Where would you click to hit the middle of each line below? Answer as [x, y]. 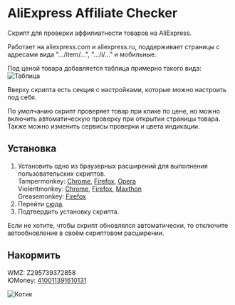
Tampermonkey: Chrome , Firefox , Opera [77, 181]
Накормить [34, 255]
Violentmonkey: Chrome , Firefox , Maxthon [80, 189]
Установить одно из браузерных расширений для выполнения [113, 166]
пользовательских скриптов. [62, 174]
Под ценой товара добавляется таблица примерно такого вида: [104, 68]
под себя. [22, 97]
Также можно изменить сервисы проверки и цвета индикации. [104, 126]
